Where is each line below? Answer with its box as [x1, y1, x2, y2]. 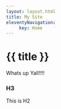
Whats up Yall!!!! [6, 70, 45, 77]
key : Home [19, 25, 43, 31]
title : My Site [6, 14, 43, 20]
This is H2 [6, 97, 30, 104]
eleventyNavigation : [6, 19, 56, 25]
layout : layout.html [6, 8, 56, 15]
